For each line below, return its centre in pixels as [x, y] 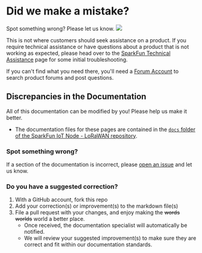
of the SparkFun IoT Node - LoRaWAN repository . [76, 136]
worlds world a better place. [50, 219]
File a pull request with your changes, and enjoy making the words [97, 213]
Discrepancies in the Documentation [76, 97]
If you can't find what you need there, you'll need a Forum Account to [93, 71]
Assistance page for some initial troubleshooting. [67, 59]
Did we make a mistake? [68, 11]
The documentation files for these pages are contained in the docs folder [105, 129]
